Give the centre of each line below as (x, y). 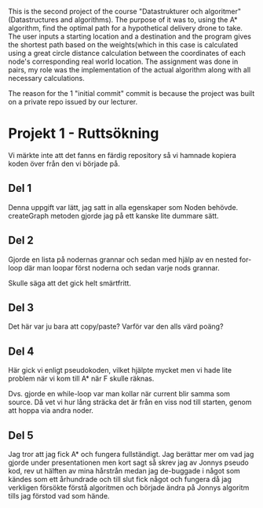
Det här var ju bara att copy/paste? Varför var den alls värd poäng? (116, 326)
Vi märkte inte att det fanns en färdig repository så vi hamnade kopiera (122, 155)
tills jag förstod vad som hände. (59, 496)
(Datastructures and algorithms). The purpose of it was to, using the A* (123, 20)
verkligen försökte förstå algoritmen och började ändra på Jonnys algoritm (129, 488)
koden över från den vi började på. (64, 164)
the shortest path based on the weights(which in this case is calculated (123, 45)
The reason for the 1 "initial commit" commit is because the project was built (131, 93)
